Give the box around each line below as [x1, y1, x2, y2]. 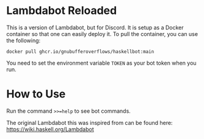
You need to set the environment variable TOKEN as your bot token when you [6, 59, 197, 66]
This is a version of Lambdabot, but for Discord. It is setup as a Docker [6, 24, 184, 31]
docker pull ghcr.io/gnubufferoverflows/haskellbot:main [6, 48, 155, 55]
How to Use [6, 87, 66, 101]
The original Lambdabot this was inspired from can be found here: [6, 119, 173, 126]
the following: [6, 37, 41, 44]
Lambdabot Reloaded [6, 4, 117, 18]
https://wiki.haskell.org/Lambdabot [6, 126, 95, 133]
